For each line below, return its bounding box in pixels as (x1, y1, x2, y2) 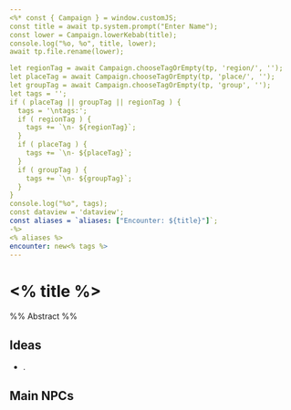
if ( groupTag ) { (17, 165, 88, 174)
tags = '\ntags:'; (17, 106, 88, 115)
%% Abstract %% (9, 311, 78, 322)
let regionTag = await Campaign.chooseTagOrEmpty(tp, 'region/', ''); (9, 64, 284, 73)
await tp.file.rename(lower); (9, 47, 125, 56)
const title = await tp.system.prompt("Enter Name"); (9, 22, 219, 31)
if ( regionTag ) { (17, 115, 92, 124)
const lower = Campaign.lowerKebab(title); (9, 30, 178, 39)
